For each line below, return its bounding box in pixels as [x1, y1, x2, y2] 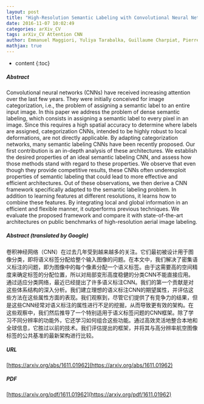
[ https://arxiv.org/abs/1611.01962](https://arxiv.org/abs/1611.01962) [6, 361, 173, 369]
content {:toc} [15, 59, 50, 67]
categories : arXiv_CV [6, 26, 61, 32]
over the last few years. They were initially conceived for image [6, 95, 165, 102]
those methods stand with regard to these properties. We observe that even [6, 159, 196, 167]
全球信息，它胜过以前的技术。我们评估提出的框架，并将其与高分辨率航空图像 [6, 324, 198, 332]
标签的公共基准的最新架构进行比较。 [6, 332, 97, 339]
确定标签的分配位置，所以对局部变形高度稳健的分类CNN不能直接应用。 [16, 271, 194, 278]
